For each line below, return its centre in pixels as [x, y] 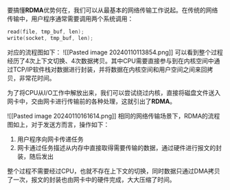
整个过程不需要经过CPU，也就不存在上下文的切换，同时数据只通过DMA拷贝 [114, 171]
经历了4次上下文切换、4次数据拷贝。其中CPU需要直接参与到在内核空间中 [111, 61]
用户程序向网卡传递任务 [50, 139]
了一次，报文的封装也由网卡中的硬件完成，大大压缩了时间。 [91, 179]
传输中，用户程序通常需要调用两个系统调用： [70, 19]
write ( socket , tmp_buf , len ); [50, 38]
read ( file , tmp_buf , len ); [46, 32]
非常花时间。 [37, 78]
